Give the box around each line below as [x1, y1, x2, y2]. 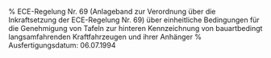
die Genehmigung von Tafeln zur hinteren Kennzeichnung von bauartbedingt [8, 24, 263, 33]
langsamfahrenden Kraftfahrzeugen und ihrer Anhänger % [8, 32, 202, 41]
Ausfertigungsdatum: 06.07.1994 [8, 41, 116, 50]
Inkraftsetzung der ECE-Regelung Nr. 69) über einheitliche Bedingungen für [8, 15, 260, 25]
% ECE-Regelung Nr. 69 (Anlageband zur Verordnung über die [8, 7, 216, 16]
